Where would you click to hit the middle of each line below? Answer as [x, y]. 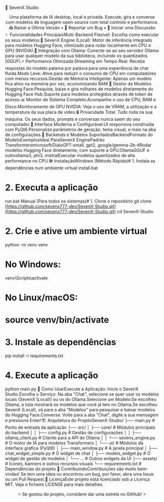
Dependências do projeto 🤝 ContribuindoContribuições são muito [71, 469]
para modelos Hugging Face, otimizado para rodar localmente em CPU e [78, 45]
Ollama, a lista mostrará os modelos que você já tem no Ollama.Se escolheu [81, 404]
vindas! [12, 474]
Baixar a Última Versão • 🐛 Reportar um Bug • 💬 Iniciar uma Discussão [85, 28]
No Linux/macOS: [41, 298]
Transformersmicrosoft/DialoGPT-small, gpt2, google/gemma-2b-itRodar [78, 145]
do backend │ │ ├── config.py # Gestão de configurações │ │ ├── [73, 433]
